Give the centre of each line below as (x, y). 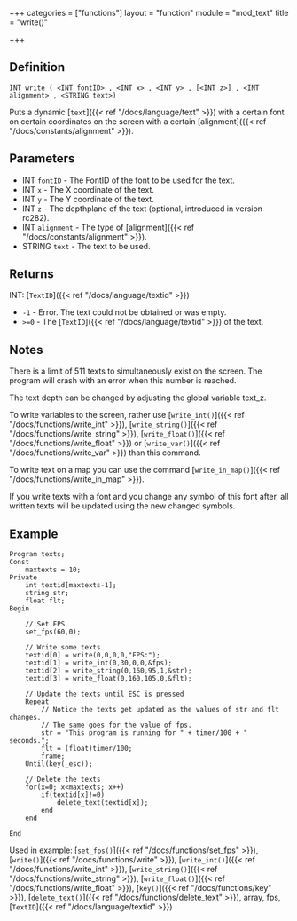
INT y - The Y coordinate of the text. (88, 199)
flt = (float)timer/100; (87, 749)
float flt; (45, 601)
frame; (53, 756)
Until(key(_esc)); (59, 764)
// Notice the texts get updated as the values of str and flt (160, 710)
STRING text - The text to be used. (86, 246)
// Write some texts (63, 648)
